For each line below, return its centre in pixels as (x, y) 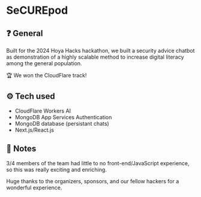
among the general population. (44, 63)
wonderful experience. (34, 187)
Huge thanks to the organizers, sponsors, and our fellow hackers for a (93, 181)
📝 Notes (21, 149)
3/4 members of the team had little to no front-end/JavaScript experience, (98, 163)
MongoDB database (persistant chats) (62, 123)
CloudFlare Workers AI (43, 111)
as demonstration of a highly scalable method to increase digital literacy (95, 57)
